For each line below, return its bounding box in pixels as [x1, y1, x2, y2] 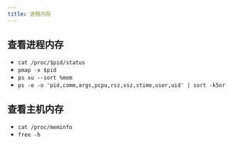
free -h [17, 131, 41, 139]
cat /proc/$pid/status [17, 59, 86, 66]
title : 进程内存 [7, 10, 51, 18]
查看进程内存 [7, 38, 64, 51]
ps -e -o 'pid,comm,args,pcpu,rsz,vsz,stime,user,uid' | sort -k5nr [17, 82, 226, 89]
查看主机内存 [7, 103, 64, 115]
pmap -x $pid [17, 67, 57, 74]
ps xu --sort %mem [17, 74, 73, 82]
